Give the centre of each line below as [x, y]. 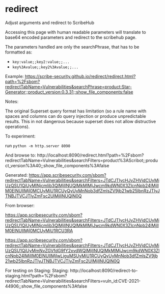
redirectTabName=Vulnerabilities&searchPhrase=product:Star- [69, 86]
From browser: [20, 205]
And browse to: [21, 155]
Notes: [12, 101]
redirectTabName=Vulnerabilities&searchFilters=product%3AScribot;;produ [82, 160]
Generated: [16, 175]
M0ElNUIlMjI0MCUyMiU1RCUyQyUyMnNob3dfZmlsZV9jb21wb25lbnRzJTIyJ [82, 190]
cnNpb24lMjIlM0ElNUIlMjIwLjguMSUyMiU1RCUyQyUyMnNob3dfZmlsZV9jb [82, 256]
